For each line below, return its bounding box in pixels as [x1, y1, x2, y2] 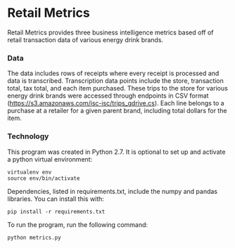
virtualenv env [7, 169, 52, 176]
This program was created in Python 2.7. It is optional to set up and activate [7, 148, 226, 156]
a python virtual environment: [7, 155, 93, 163]
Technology [7, 131, 49, 141]
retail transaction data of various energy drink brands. [7, 35, 164, 44]
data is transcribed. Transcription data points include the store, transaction [7, 77, 224, 85]
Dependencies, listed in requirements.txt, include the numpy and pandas [7, 187, 218, 195]
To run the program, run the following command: [7, 220, 148, 229]
